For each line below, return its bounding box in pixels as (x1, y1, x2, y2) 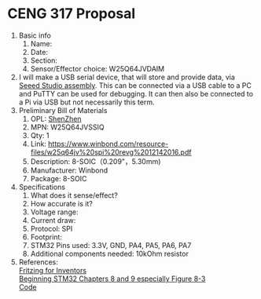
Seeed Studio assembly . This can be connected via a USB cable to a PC (18, 80, 252, 90)
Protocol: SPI (30, 224, 73, 233)
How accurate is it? (30, 199, 94, 208)
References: (18, 257, 58, 267)
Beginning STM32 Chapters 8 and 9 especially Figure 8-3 (18, 274, 206, 283)
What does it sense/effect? (30, 190, 119, 200)
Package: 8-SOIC (30, 173, 87, 183)
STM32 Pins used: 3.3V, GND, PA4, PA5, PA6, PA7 (30, 240, 192, 250)
